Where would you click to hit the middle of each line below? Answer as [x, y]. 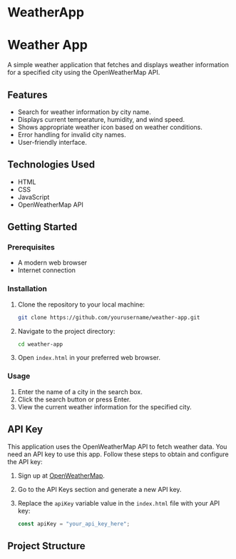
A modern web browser [52, 263]
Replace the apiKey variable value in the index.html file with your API [118, 503]
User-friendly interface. [52, 142]
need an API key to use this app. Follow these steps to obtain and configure [118, 454]
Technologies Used [51, 165]
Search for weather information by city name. [84, 112]
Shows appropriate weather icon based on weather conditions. [110, 127]
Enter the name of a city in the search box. [80, 391]
